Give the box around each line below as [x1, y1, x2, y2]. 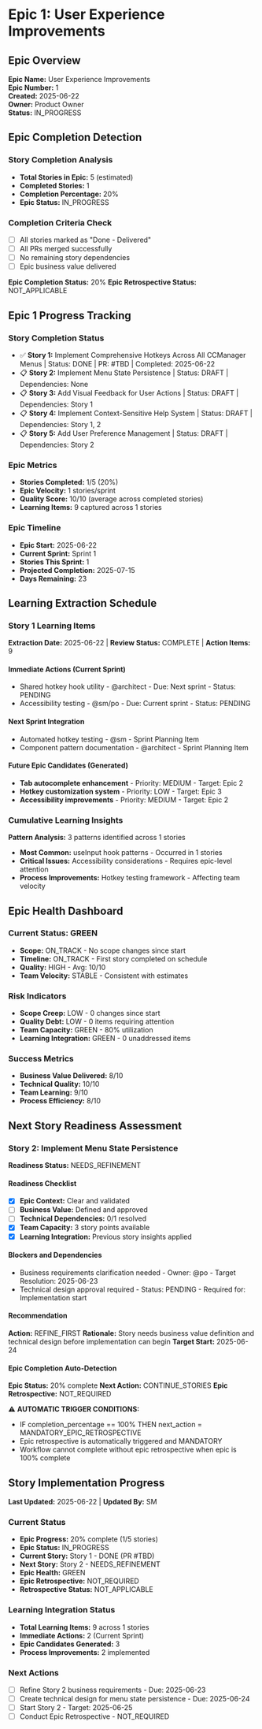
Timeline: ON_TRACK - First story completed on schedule [19, 954, 208, 963]
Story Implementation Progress [8, 1476, 165, 1489]
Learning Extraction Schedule [8, 597, 157, 610]
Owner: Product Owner [8, 100, 84, 109]
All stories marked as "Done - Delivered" [19, 235, 152, 244]
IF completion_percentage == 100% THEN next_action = [19, 1420, 202, 1430]
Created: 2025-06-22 [8, 91, 80, 100]
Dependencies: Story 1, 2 [19, 419, 101, 429]
